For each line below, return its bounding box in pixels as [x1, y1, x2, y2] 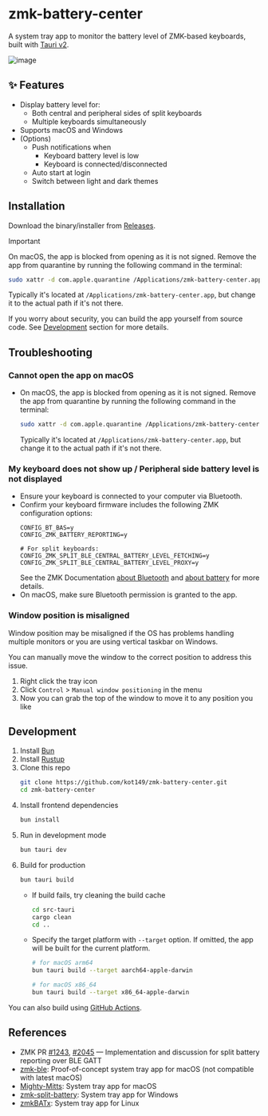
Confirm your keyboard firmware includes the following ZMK [19, 500, 219, 510]
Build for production [19, 860, 86, 870]
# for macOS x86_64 [31, 981, 97, 989]
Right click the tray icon [19, 676, 98, 686]
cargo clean [31, 913, 72, 921]
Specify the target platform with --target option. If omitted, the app [31, 935, 254, 945]
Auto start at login [31, 167, 91, 177]
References [8, 1026, 67, 1040]
